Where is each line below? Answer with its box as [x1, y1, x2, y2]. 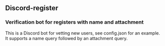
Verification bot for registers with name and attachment [5, 19, 144, 26]
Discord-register [5, 4, 59, 12]
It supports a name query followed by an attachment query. [5, 35, 128, 41]
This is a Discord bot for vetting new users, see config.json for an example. [5, 30, 160, 36]
